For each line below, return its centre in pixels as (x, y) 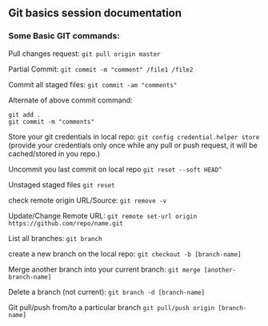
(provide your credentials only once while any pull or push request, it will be (133, 145)
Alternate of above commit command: (71, 100)
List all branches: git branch (55, 238)
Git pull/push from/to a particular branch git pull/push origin (112, 307)
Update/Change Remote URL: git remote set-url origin (103, 215)
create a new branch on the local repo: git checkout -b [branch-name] (125, 254)
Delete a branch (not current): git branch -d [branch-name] (107, 292)
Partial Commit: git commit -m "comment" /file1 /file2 (101, 69)
